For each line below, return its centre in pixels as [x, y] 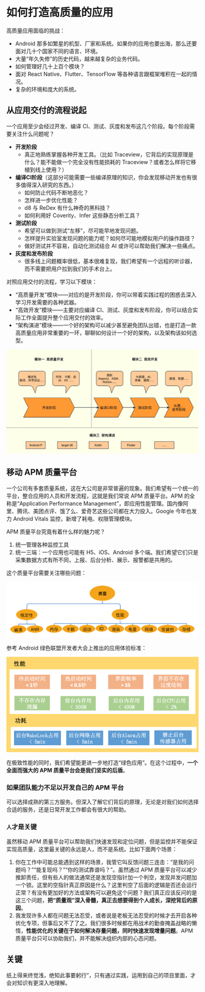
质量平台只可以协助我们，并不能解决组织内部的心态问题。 [87, 938]
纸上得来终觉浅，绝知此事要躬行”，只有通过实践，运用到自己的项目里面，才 [101, 975]
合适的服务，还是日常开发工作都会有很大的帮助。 [68, 810]
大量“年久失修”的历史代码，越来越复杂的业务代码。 [79, 59]
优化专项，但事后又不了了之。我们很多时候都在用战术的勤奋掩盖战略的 [103, 923]
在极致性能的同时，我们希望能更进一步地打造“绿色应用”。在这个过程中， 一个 [102, 763]
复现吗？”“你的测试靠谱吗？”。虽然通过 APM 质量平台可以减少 [119, 869]
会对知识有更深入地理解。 [38, 983]
